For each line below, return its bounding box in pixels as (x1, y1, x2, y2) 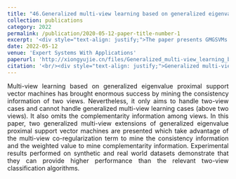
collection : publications (7, 17, 83, 24)
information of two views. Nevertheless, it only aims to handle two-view (7, 96, 229, 105)
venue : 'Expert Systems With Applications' (7, 50, 137, 57)
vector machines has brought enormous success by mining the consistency (7, 89, 229, 98)
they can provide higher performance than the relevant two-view (7, 156, 229, 165)
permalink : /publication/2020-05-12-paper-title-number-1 (7, 29, 181, 37)
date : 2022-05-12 (7, 43, 58, 50)
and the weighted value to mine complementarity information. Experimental (7, 141, 229, 150)
